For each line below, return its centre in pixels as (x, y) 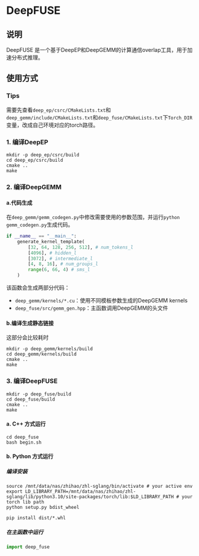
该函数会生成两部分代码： (38, 288)
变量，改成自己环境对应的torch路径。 (52, 125)
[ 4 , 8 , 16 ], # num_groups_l (63, 264)
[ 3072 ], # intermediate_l (61, 258)
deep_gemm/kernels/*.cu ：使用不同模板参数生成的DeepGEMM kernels (101, 301)
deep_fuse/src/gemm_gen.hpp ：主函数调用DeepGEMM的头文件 (92, 308)
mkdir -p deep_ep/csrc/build (43, 155)
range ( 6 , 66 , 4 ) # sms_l (59, 270)
